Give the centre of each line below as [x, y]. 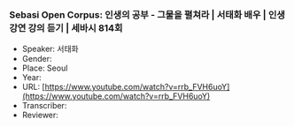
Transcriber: [44, 106]
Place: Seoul [45, 68]
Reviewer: [40, 115]
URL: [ [34, 87]
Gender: [37, 59]
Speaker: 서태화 [50, 49]
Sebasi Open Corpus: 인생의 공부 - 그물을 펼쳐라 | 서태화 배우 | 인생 [147, 14]
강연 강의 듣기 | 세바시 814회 [66, 27]
